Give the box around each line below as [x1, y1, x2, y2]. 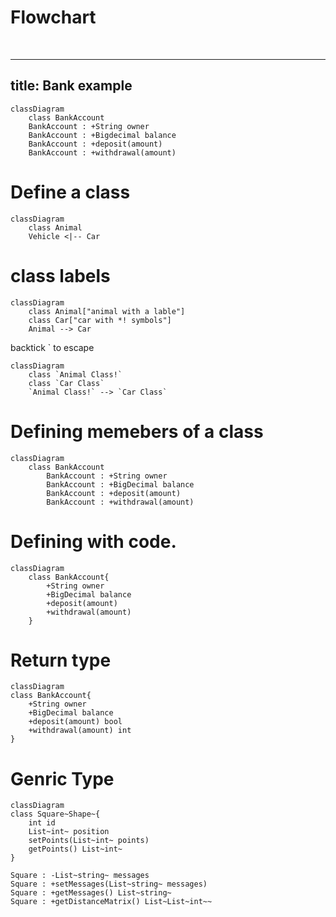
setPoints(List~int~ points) [28, 836, 150, 846]
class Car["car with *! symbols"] [28, 315, 172, 325]
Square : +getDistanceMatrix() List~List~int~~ [10, 897, 213, 907]
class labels [10, 264, 111, 287]
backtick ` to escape [10, 341, 95, 353]
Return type [10, 649, 112, 671]
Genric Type [10, 767, 115, 790]
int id [28, 818, 56, 828]
